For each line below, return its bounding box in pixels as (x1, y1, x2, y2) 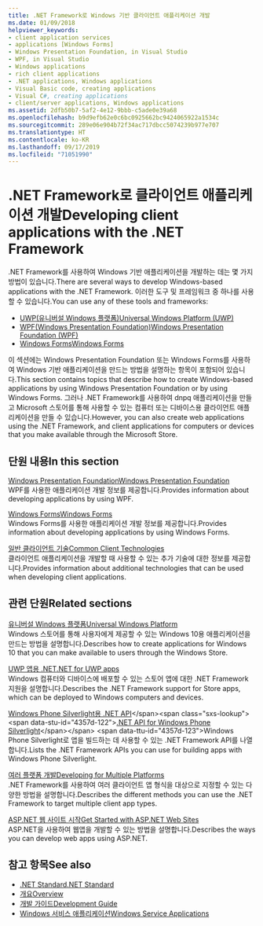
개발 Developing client (36, 206, 179, 224)
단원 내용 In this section (8, 454, 119, 468)
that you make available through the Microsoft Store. (8, 430, 178, 439)
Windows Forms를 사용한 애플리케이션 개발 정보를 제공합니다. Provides (8, 519, 228, 527)
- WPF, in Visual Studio (8, 56, 89, 64)
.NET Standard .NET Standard (19, 880, 115, 889)
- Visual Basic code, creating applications (8, 84, 156, 93)
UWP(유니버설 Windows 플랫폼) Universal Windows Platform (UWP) (19, 314, 234, 323)
